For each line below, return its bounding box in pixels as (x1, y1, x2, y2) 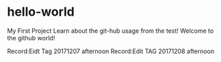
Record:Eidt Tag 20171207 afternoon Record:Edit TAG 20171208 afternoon (7, 47, 215, 55)
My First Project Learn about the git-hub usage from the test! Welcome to (7, 27, 214, 35)
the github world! (7, 33, 55, 42)
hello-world (7, 4, 75, 20)
